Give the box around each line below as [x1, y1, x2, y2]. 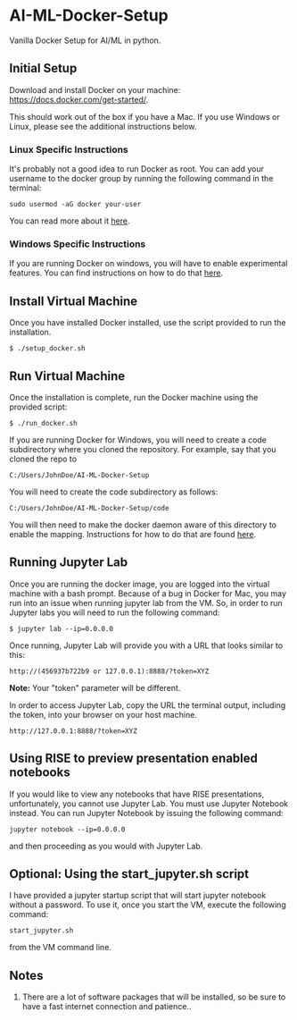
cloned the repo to [9, 453, 78, 464]
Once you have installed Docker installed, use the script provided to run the [9, 317, 286, 328]
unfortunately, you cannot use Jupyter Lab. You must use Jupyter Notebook [9, 797, 288, 809]
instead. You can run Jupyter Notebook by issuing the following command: [9, 807, 284, 818]
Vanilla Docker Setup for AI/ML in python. [9, 35, 161, 46]
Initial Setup [9, 61, 78, 76]
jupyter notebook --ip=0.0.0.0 [9, 824, 126, 834]
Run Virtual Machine [9, 368, 126, 384]
